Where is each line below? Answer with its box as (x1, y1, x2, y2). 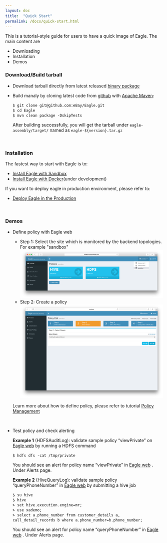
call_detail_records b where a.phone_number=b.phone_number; (12, 518, 143, 523)
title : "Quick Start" (5, 13, 52, 19)
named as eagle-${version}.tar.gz (49, 127, 123, 133)
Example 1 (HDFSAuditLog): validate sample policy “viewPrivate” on (12, 438, 152, 444)
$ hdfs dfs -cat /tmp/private (12, 453, 76, 458)
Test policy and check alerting (12, 427, 75, 434)
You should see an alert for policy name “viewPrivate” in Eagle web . (12, 462, 153, 468)
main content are (5, 38, 40, 45)
